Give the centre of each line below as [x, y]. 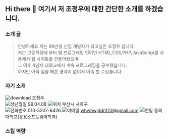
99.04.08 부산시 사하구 [58, 104]
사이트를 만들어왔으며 [58, 59]
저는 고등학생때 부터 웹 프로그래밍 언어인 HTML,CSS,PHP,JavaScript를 [88, 53]
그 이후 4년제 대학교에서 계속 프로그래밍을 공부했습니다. [72, 65]
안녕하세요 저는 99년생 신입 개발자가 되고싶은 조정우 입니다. [76, 46]
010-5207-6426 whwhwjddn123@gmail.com [83, 110]
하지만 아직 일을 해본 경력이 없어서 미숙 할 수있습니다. [70, 71]
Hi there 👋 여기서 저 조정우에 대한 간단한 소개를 [74, 9]
